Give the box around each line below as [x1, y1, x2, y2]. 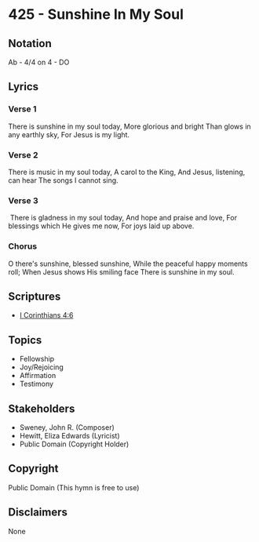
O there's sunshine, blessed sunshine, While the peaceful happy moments [8, 259, 249, 268]
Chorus [8, 241, 38, 252]
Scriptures [8, 289, 61, 303]
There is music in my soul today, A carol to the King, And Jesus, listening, [8, 167, 246, 176]
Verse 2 [8, 149, 38, 160]
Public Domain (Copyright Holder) [19, 439, 129, 449]
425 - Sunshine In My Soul [8, 5, 184, 24]
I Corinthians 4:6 [19, 311, 74, 320]
